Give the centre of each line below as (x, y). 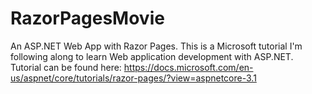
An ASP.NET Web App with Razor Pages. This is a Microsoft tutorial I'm (156, 46)
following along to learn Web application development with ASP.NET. (152, 56)
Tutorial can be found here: (66, 67)
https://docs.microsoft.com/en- (188, 67)
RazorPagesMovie (87, 18)
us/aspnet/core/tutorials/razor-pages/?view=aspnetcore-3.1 (133, 78)
